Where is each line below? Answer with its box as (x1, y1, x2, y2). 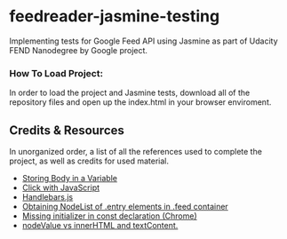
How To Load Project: (9, 67, 104, 79)
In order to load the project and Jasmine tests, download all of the (9, 87, 251, 99)
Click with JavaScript (21, 182, 100, 193)
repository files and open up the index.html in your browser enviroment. (9, 97, 272, 108)
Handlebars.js (21, 192, 74, 203)
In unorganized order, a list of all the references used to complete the (9, 147, 262, 157)
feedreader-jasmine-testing (9, 6, 220, 27)
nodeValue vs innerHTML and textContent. (21, 220, 179, 231)
